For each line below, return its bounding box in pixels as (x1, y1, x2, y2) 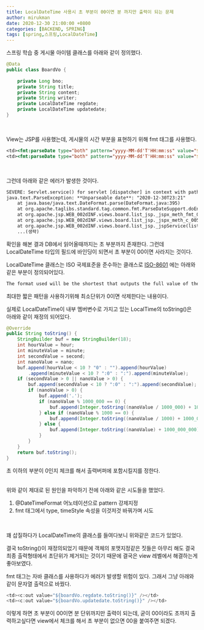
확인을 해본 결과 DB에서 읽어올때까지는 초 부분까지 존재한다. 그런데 (6, 240, 165, 247)
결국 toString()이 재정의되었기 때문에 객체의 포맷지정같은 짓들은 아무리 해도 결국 (6, 544, 195, 552)
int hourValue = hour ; (17, 342, 75, 348)
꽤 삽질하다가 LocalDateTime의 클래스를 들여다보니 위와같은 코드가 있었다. (6, 531, 183, 539)
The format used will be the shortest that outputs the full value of (6, 280, 189, 286)
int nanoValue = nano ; (17, 359, 75, 365)
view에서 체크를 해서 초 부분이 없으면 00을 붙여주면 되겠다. (37, 617, 177, 625)
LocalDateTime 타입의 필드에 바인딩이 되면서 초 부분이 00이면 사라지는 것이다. (6, 247, 193, 255)
